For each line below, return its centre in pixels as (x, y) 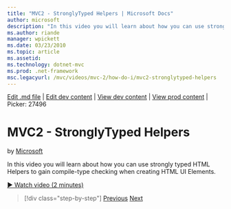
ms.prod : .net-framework (43, 71)
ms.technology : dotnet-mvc (46, 65)
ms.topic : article (33, 52)
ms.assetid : (24, 58)
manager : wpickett (33, 39)
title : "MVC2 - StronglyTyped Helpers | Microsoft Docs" (90, 13)
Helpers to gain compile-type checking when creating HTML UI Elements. (112, 172)
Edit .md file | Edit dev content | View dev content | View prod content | (108, 97)
